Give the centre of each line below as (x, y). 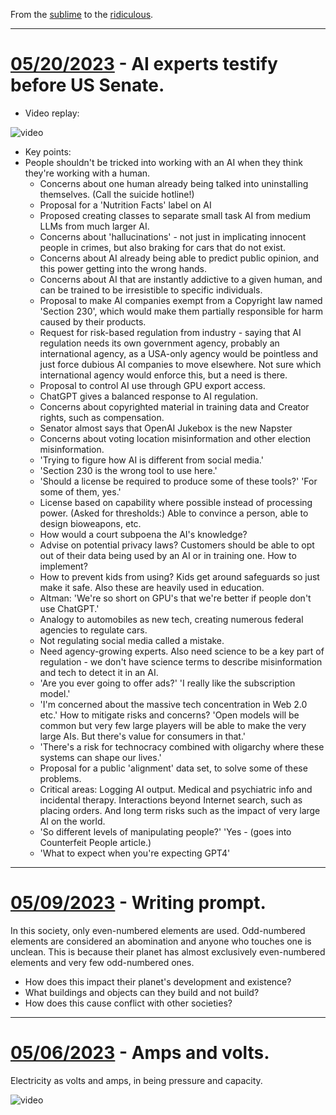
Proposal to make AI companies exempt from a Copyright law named (181, 300)
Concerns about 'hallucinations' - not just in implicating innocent (173, 236)
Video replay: (52, 113)
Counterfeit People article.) (95, 842)
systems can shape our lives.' (100, 757)
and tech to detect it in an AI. (99, 672)
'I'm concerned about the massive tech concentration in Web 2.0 (173, 704)
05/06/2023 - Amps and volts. (140, 1053)
